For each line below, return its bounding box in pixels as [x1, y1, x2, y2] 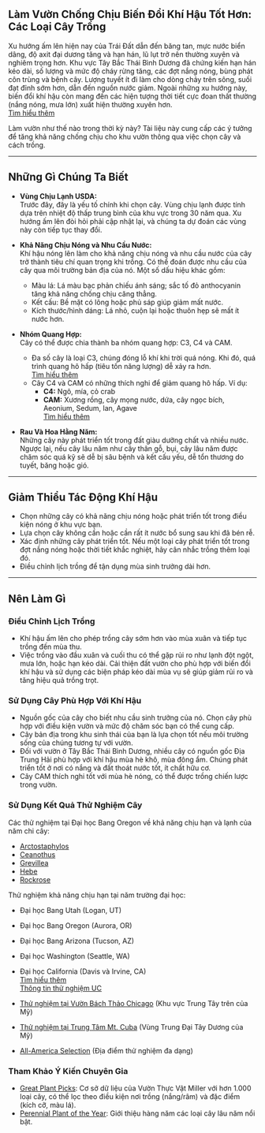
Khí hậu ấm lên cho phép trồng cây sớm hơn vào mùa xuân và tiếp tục [19, 634, 247, 643]
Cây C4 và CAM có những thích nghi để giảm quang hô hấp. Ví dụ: [31, 378, 248, 387]
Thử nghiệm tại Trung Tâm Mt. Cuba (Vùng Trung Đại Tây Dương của [19, 1022, 244, 1031]
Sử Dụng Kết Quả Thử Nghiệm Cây [8, 799, 143, 811]
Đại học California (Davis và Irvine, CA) [19, 967, 147, 976]
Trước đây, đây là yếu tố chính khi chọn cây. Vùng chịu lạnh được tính [19, 199, 246, 209]
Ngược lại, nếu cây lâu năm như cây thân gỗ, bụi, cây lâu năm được [19, 443, 238, 453]
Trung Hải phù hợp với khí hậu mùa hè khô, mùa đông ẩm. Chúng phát [19, 755, 248, 765]
